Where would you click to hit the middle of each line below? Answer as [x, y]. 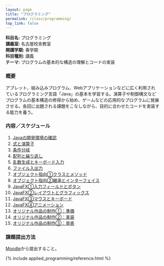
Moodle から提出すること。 [32, 249]
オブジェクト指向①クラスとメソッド [50, 174]
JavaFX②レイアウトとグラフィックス [51, 192]
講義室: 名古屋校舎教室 [28, 44]
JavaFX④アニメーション [38, 205]
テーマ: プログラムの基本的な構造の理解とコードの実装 [60, 62]
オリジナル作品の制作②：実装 [43, 217]
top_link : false [22, 23]
